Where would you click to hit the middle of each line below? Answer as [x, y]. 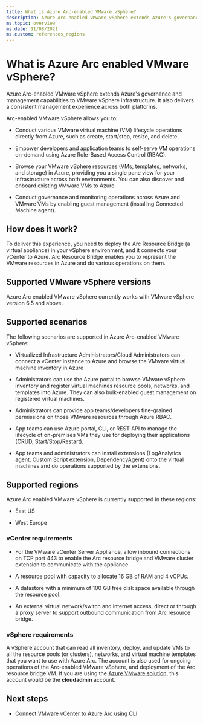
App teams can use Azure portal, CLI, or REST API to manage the [96, 428]
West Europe [31, 523]
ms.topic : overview [31, 23]
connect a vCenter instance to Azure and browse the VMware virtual [100, 361]
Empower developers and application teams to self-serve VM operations [105, 148]
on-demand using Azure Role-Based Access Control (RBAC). [91, 155]
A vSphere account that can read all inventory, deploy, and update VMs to [98, 647]
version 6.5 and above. [35, 303]
